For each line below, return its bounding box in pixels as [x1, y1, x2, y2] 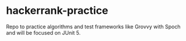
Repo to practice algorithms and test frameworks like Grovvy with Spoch [6, 23, 181, 30]
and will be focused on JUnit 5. [6, 29, 81, 36]
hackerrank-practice [6, 4, 108, 17]
